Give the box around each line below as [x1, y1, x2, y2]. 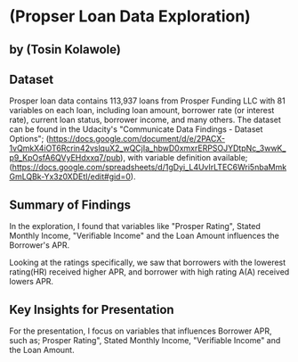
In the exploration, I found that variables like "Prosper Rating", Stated [9, 221, 261, 232]
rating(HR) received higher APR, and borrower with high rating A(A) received [9, 267, 290, 277]
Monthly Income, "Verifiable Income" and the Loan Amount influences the [9, 230, 280, 242]
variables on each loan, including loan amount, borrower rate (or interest [9, 105, 275, 116]
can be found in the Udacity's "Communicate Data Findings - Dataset [9, 124, 263, 135]
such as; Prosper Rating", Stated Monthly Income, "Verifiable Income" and [9, 335, 281, 346]
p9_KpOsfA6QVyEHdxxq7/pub [9, 152, 121, 163]
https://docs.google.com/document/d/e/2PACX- [48, 134, 225, 144]
